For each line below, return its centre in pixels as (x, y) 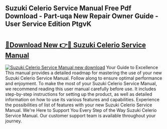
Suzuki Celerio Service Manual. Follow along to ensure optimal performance (84, 78)
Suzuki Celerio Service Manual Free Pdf (68, 8)
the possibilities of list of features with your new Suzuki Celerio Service (79, 105)
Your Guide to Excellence (132, 67)
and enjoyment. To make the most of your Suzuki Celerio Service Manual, (81, 83)
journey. (14, 121)
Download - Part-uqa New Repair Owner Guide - (82, 16)
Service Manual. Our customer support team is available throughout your (80, 116)
